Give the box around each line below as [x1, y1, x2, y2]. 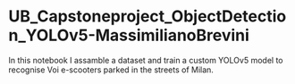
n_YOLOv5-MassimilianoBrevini [8, 25, 249, 46]
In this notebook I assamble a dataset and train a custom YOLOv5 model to [8, 55, 283, 65]
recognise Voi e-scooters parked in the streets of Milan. [8, 64, 214, 75]
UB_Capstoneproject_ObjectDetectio [8, 6, 287, 27]
